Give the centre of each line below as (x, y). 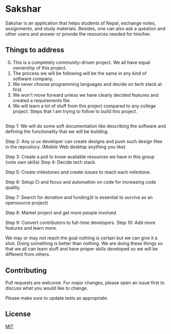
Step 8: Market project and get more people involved (61, 213)
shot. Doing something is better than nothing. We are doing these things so (84, 243)
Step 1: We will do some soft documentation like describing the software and (86, 126)
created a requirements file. (42, 100)
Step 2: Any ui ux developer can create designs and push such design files (84, 142)
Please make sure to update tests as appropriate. (57, 298)
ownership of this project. (40, 68)
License (18, 314)
